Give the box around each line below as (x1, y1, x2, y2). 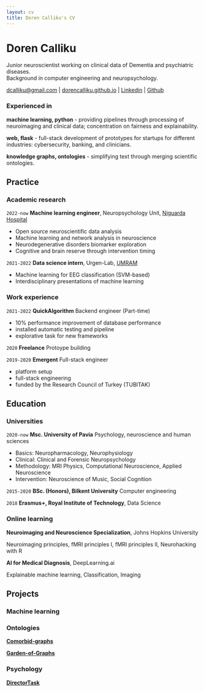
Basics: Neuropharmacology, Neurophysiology (15, 449, 134, 457)
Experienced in (6, 102, 52, 111)
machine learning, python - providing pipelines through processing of (6, 116, 184, 123)
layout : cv (6, 9, 34, 15)
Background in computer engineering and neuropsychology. (6, 74, 158, 82)
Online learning (6, 514, 53, 523)
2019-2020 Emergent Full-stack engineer (6, 356, 108, 363)
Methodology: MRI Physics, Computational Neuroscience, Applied (15, 462, 182, 470)
